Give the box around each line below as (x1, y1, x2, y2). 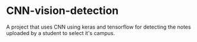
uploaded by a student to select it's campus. (6, 29, 115, 36)
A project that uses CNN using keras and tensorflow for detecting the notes (6, 23, 192, 30)
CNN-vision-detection (6, 4, 119, 17)
